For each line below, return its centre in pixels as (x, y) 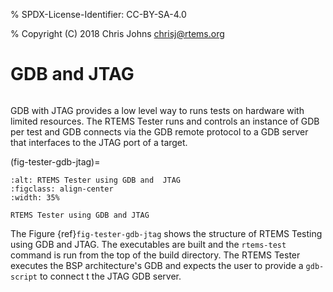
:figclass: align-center (62, 189)
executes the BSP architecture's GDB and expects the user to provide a (157, 265)
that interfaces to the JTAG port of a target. (99, 142)
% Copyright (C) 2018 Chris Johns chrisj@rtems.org (117, 33)
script (24, 277)
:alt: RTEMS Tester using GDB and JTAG (96, 180)
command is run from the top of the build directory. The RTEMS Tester (155, 255)
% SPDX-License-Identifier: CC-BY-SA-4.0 (98, 14)
